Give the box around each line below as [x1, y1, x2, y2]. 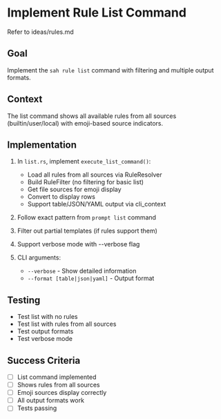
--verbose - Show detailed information [27, 267, 137, 275]
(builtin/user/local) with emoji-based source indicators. [7, 119, 164, 127]
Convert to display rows [27, 193, 95, 201]
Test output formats [17, 327, 74, 335]
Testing [7, 294, 41, 306]
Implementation [7, 139, 77, 150]
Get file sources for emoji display [27, 185, 122, 194]
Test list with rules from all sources [17, 320, 117, 329]
